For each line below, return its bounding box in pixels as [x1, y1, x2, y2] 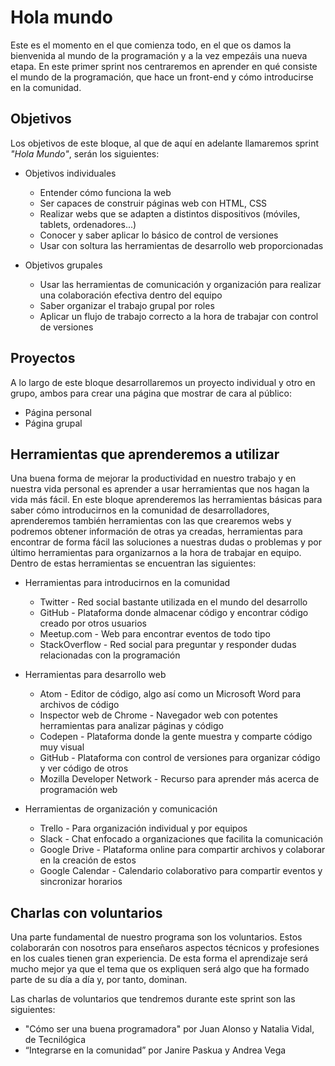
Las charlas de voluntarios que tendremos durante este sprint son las [10, 993, 296, 1005]
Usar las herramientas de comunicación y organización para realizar [39, 278, 322, 290]
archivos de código [39, 699, 120, 711]
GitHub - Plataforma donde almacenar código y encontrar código [39, 607, 309, 619]
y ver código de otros [39, 762, 129, 775]
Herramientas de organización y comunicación [24, 803, 218, 815]
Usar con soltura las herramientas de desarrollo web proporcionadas [39, 239, 324, 251]
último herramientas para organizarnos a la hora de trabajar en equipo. [10, 547, 302, 559]
